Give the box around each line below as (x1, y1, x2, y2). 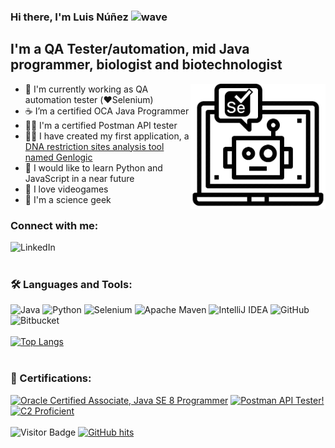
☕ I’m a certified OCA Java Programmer (24, 105, 190, 117)
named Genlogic (24, 151, 93, 163)
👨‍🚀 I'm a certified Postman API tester (24, 119, 178, 131)
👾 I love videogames (24, 183, 109, 195)
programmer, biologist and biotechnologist (10, 56, 283, 74)
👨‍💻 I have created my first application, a (24, 130, 190, 142)
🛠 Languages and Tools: (10, 277, 133, 291)
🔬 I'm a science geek (24, 193, 112, 205)
